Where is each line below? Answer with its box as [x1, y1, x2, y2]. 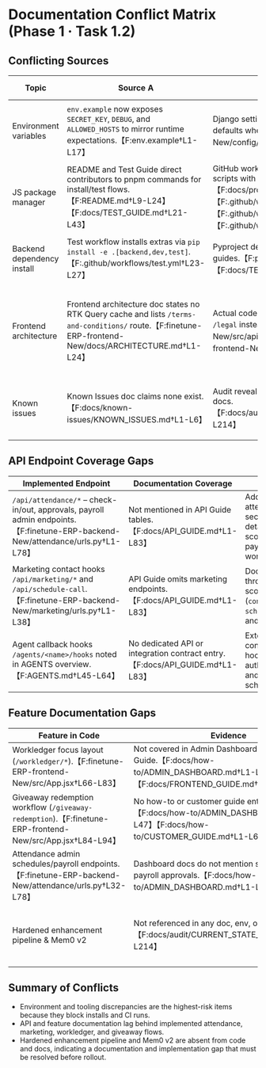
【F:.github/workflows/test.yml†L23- [66, 257, 206, 269]
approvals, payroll [37, 504, 104, 515]
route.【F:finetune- [129, 320, 203, 330]
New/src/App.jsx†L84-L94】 [12, 834, 121, 845]
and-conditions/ [66, 322, 128, 330]
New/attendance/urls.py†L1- [12, 536, 121, 547]
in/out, [12, 504, 36, 515]
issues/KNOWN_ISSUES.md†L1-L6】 [66, 414, 207, 425]
